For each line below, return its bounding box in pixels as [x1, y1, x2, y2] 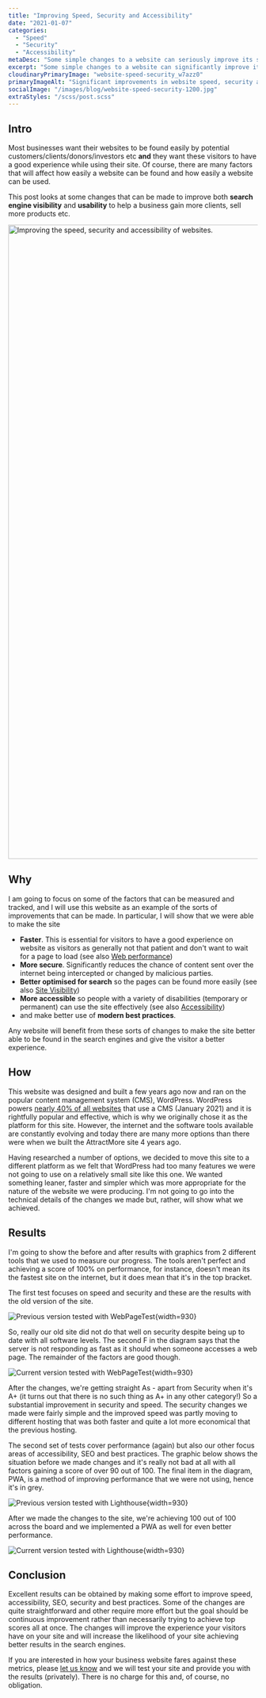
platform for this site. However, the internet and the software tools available [8, 1120, 254, 1130]
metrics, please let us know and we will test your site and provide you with [8, 1664, 251, 1673]
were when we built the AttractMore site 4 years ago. [8, 1137, 182, 1146]
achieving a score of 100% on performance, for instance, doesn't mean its [8, 1264, 251, 1273]
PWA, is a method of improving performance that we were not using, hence [8, 1474, 254, 1483]
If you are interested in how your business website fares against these [8, 1655, 237, 1665]
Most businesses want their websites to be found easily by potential [8, 143, 230, 153]
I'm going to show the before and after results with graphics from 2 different [8, 1247, 256, 1256]
